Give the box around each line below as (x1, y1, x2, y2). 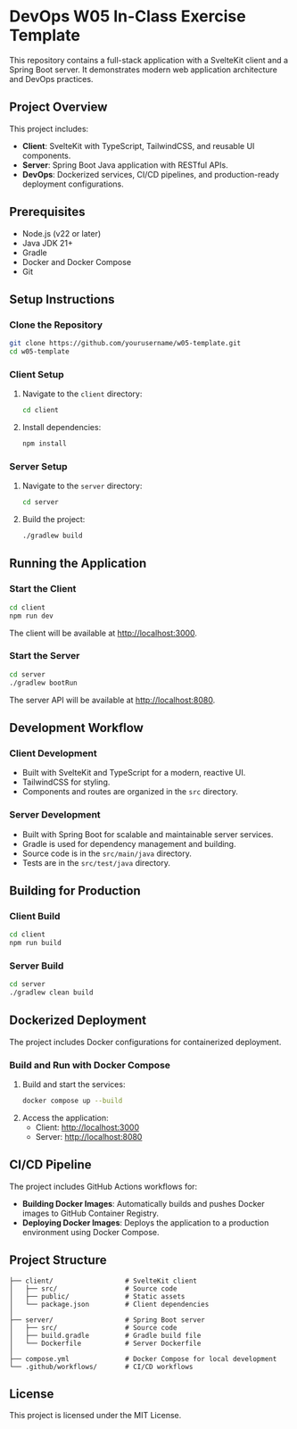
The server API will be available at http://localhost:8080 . (9, 694, 216, 705)
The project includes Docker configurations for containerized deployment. (9, 1036, 282, 1047)
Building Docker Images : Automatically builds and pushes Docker (21, 1198, 265, 1209)
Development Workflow (9, 720, 144, 735)
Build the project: (21, 514, 86, 525)
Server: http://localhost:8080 (35, 1132, 143, 1142)
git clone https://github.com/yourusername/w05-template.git (9, 339, 242, 348)
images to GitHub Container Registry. (21, 1208, 159, 1218)
